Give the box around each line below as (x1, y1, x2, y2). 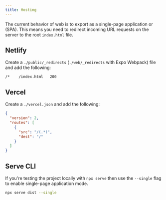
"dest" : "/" (18, 134, 43, 139)
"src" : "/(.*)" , (18, 129, 52, 134)
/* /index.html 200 (5, 74, 57, 79)
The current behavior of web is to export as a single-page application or (5, 21, 153, 27)
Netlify (5, 46, 27, 55)
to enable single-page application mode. (5, 180, 88, 186)
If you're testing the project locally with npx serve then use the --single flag (5, 175, 162, 181)
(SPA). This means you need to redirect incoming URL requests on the (5, 26, 149, 32)
